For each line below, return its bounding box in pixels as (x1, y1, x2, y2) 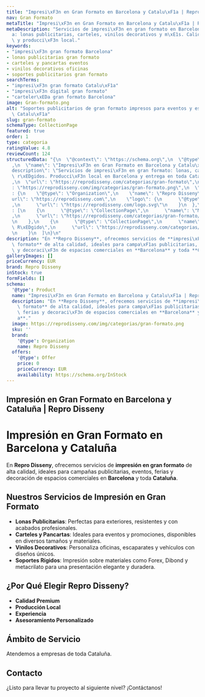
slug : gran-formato (6, 116, 56, 123)
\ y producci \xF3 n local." (12, 37, 81, 43)
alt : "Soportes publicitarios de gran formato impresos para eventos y (6, 105, 192, 112)
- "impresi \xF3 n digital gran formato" (6, 88, 108, 95)
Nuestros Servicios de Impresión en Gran (6, 492, 166, 502)
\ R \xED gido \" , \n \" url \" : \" (12, 224, 103, 231)
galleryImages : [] (6, 252, 53, 259)
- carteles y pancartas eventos (6, 60, 88, 66)
